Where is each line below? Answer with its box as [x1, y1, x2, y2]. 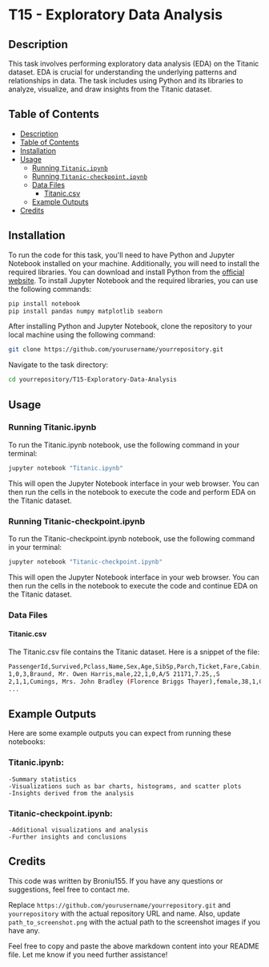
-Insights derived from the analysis [8, 789, 134, 797]
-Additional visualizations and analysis [8, 826, 149, 834]
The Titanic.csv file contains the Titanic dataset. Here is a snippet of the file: [8, 647, 260, 657]
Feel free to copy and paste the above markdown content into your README [8, 941, 260, 951]
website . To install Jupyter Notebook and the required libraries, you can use [8, 275, 259, 285]
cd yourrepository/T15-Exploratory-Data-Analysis [8, 375, 178, 384]
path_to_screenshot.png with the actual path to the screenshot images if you [8, 916, 261, 927]
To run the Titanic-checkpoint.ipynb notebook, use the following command [8, 533, 255, 543]
